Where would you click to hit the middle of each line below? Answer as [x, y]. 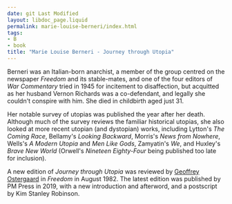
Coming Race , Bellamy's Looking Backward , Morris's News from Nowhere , [114, 136]
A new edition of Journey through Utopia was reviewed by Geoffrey [103, 171]
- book [17, 45]
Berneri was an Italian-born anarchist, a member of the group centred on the [116, 71]
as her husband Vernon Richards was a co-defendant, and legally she [106, 93]
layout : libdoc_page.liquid [48, 20]
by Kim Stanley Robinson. [43, 193]
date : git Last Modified [43, 13]
